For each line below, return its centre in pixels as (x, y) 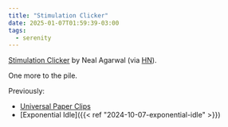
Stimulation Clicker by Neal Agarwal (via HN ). (83, 60)
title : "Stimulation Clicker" (59, 15)
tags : (17, 30)
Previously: (27, 91)
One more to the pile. (43, 75)
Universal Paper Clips (55, 106)
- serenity (33, 38)
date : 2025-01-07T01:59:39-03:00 (64, 23)
